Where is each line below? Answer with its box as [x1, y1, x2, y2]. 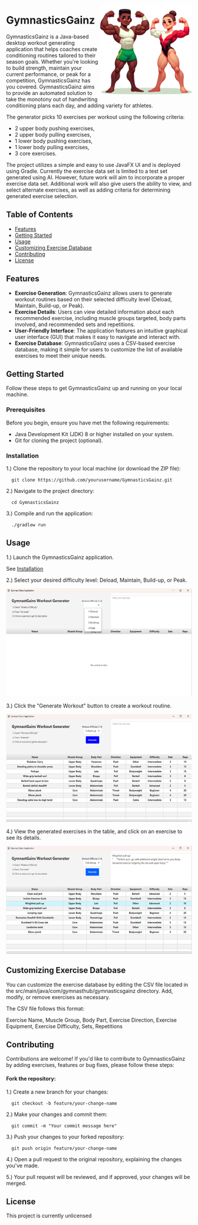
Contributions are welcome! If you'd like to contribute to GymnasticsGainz [6, 1055, 186, 1062]
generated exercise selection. [6, 192, 78, 199]
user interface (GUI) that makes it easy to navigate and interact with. [14, 333, 181, 340]
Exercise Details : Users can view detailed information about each [14, 308, 174, 315]
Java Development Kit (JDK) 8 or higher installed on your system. [14, 430, 174, 437]
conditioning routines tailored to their [6, 52, 96, 59]
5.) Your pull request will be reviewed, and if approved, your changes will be [6, 1173, 190, 1180]
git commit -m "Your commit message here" [11, 1122, 117, 1129]
